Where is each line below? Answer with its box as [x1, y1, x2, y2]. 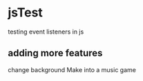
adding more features [8, 47, 103, 59]
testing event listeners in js [8, 27, 84, 36]
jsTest [8, 5, 44, 21]
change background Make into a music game [8, 65, 137, 73]
